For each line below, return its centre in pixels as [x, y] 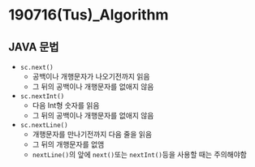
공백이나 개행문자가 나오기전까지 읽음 [91, 76]
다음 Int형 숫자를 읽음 [66, 105]
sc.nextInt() [42, 96]
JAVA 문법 [34, 47]
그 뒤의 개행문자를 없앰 [68, 144]
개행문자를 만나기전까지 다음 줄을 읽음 [92, 134]
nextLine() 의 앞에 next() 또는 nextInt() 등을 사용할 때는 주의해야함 [140, 154]
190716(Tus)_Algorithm [89, 15]
